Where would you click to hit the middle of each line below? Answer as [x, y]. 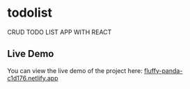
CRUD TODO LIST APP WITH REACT [60, 32]
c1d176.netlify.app [33, 78]
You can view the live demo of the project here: [75, 70]
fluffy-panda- [163, 70]
